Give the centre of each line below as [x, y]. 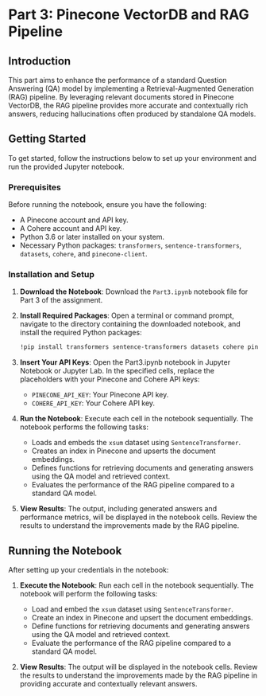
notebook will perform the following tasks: [89, 594]
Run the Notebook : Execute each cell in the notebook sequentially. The [136, 419]
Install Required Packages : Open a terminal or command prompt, [127, 315]
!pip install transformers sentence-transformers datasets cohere [132, 347]
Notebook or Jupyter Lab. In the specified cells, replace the [117, 371]
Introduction [40, 61]
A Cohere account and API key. [71, 229]
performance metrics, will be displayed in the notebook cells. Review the [139, 517]
